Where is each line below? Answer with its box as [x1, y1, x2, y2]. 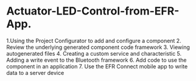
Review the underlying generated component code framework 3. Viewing [6, 44, 191, 51]
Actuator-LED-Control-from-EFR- [6, 4, 180, 18]
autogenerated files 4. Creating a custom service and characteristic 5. [6, 50, 182, 57]
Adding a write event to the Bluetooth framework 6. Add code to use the [6, 56, 187, 63]
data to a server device [6, 69, 65, 76]
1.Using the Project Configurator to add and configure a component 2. [6, 37, 181, 44]
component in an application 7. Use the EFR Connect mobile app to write [6, 62, 188, 70]
